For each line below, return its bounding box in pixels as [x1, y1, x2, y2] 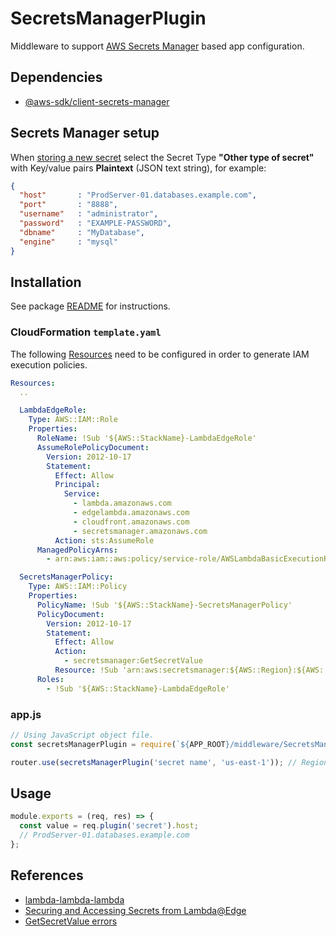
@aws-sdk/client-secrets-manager [24, 95, 170, 107]
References [10, 867, 84, 884]
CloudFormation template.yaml [10, 325, 162, 339]
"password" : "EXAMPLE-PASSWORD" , [19, 218, 172, 229]
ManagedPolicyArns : [36, 545, 118, 555]
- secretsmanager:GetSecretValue [63, 656, 203, 666]
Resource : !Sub [54, 665, 118, 676]
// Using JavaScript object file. [10, 730, 155, 740]
